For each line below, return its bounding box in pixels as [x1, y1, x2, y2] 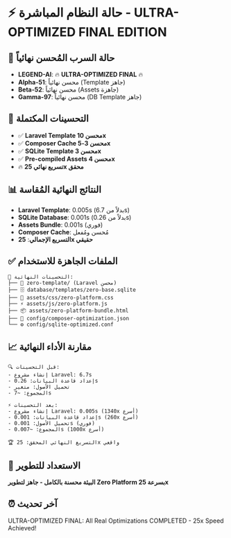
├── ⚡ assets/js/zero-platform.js [8, 300, 108, 308]
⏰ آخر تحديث [8, 498, 58, 510]
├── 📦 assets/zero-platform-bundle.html [8, 307, 129, 315]
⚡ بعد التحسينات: [8, 402, 58, 409]
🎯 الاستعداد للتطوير [8, 460, 81, 471]
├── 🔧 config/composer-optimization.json [8, 315, 130, 322]
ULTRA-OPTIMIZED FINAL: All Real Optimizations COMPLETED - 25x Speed [8, 517, 224, 525]
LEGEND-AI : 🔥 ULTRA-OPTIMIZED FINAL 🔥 [17, 70, 144, 78]
